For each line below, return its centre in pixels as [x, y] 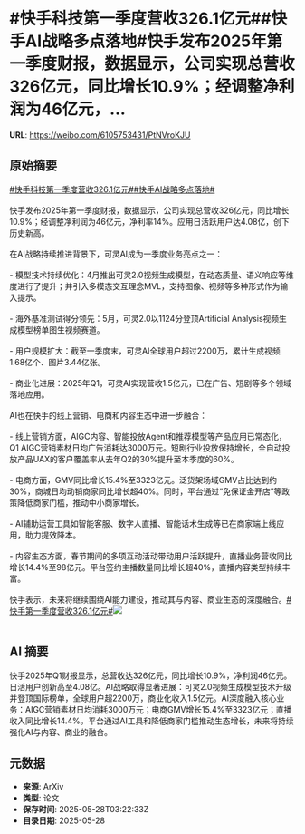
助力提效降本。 [53, 535]
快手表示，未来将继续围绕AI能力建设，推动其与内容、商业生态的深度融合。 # [151, 599]
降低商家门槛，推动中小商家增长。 [81, 502]
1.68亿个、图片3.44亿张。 [57, 362]
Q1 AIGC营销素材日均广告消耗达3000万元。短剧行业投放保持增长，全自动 [146, 447]
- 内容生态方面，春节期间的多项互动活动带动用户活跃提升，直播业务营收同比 [151, 556]
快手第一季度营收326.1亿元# [61, 611]
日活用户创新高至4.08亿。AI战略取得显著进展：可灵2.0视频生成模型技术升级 [151, 686]
